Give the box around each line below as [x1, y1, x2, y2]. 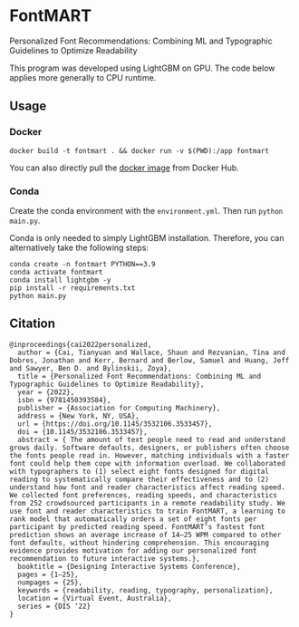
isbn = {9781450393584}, [17, 395, 111, 404]
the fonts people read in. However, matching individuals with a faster [9, 450, 290, 460]
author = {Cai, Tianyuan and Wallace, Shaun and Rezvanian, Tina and [17, 348, 285, 357]
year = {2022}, [17, 387, 75, 397]
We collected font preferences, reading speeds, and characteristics [9, 490, 278, 499]
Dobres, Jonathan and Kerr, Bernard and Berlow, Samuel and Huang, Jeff [9, 355, 290, 365]
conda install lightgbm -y [9, 275, 111, 285]
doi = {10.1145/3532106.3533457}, [17, 427, 148, 436]
